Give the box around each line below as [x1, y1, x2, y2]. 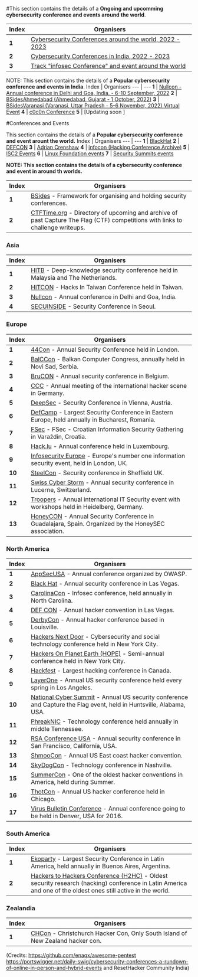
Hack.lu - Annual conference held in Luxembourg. [31, 442, 170, 450]
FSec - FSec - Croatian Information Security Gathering [31, 425, 184, 433]
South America [6, 829, 50, 838]
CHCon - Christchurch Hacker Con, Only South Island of [31, 929, 187, 937]
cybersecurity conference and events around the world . [6, 11, 146, 18]
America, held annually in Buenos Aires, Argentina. [31, 862, 171, 870]
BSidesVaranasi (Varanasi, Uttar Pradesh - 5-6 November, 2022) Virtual [6, 102, 180, 109]
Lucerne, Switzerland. [31, 485, 91, 494]
